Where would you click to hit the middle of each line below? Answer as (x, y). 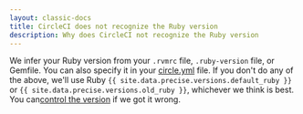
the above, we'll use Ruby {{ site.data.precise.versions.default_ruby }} (151, 80)
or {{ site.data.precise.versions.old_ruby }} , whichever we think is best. (152, 90)
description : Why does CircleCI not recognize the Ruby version (134, 35)
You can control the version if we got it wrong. (95, 99)
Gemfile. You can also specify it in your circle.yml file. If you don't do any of (151, 70)
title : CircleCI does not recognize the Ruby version (114, 26)
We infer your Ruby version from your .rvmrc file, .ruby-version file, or (142, 61)
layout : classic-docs (51, 18)
